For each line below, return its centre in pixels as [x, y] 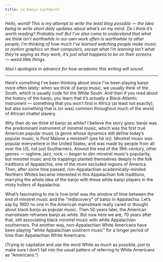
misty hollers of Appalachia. [33, 185]
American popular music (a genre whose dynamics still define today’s [74, 133]
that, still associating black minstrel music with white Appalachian [70, 220]
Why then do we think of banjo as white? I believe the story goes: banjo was [81, 123]
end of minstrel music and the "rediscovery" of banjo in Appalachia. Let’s [78, 199]
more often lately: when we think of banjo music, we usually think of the [77, 88]
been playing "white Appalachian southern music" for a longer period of [77, 230]
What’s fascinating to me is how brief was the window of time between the [80, 194]
